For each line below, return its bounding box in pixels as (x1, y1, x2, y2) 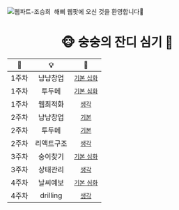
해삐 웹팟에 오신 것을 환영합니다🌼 (54, 8, 144, 15)
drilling (40, 190, 63, 200)
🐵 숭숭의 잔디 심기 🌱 (61, 35, 173, 50)
